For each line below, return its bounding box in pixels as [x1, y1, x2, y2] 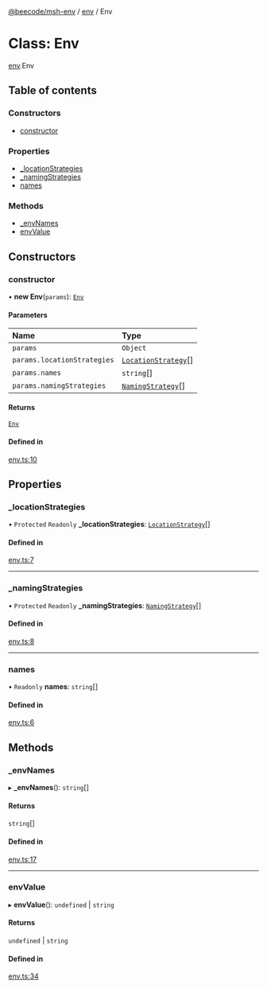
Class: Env [8, 35, 79, 52]
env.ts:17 [8, 854, 37, 864]
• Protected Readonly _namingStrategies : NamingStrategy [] [8, 600, 202, 610]
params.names [12, 369, 62, 378]
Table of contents [8, 83, 97, 98]
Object [122, 343, 147, 353]
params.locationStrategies [12, 355, 114, 365]
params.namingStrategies [12, 382, 106, 390]
